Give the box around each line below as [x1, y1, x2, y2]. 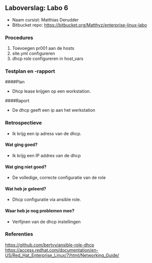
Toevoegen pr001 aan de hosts [12, 45, 75, 51]
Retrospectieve [5, 120, 42, 126]
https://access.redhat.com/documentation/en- [5, 247, 98, 253]
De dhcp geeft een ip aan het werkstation [12, 107, 95, 113]
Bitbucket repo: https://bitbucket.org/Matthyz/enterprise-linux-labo [12, 22, 147, 28]
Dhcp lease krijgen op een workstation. [12, 88, 91, 94]
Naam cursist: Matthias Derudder [12, 17, 79, 22]
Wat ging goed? [5, 142, 38, 148]
